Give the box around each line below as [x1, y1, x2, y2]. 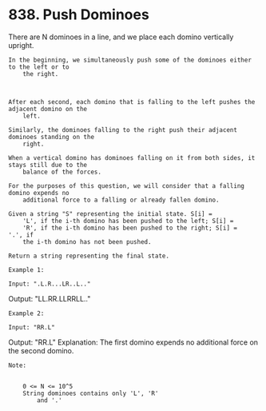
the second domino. [8, 345, 74, 355]
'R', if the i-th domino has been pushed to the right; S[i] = [22, 224, 238, 232]
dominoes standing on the [8, 133, 94, 141]
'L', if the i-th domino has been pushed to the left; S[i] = [22, 217, 234, 225]
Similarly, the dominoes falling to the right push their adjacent [8, 126, 238, 134]
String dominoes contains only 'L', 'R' [22, 389, 159, 397]
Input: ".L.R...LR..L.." [8, 280, 91, 288]
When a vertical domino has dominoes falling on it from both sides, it [8, 154, 256, 162]
